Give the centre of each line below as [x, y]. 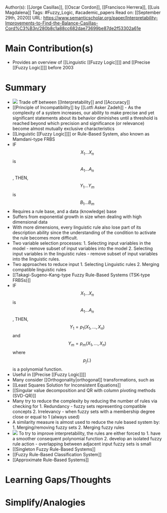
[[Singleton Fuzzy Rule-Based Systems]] [54, 449]
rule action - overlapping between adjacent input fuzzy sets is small [82, 444]
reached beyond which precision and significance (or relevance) [78, 123]
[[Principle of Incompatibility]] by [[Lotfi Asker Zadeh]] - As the [77, 107]
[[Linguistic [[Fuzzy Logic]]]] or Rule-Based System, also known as [81, 133]
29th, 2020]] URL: [24, 18]
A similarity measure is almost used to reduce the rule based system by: [86, 422]
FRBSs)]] [21, 280]
